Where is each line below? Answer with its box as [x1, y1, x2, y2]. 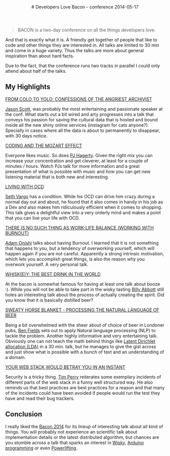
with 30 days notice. [5, 132, 48, 139]
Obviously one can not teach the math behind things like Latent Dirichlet [5, 338, 156, 344]
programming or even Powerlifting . [5, 445, 78, 451]
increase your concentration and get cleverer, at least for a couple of [5, 158, 149, 164]
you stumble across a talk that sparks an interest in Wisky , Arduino [5, 439, 144, 445]
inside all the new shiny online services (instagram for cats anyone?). [5, 122, 149, 128]
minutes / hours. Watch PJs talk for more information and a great [5, 163, 140, 169]
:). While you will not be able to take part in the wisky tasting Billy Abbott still [5, 286, 164, 292]
